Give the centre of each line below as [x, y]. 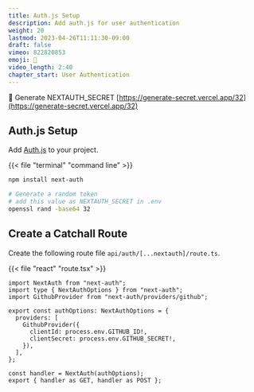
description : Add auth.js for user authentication [94, 23]
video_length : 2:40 [41, 68]
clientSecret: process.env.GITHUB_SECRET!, [103, 339]
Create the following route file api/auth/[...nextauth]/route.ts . [114, 253]
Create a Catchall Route [68, 234]
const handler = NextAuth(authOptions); [76, 373]
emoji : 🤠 [23, 60]
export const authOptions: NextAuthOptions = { [89, 311]
